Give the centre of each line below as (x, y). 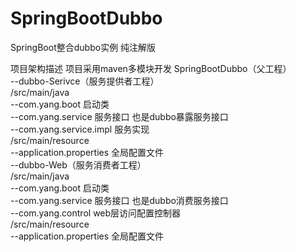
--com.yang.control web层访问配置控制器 (96, 213)
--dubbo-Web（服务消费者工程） (78, 164)
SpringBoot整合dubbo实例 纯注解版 (83, 47)
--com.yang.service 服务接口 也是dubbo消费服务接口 (119, 200)
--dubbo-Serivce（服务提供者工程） (85, 81)
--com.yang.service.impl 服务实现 (80, 129)
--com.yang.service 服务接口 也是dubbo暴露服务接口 (119, 116)
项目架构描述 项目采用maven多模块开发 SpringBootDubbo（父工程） (151, 68)
